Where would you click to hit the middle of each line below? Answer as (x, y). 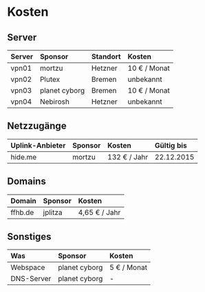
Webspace (28, 267)
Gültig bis (171, 145)
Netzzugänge (37, 126)
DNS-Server (31, 279)
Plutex (50, 79)
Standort (106, 57)
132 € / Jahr (128, 157)
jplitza (53, 212)
